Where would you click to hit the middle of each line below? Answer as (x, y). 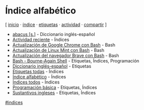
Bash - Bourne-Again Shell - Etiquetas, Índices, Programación (76, 60)
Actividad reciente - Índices (41, 39)
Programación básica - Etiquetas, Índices (55, 87)
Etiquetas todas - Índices (38, 71)
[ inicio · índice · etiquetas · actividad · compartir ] (56, 24)
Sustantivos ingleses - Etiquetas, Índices (54, 92)
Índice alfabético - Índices (39, 76)
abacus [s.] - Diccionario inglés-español (54, 34)
